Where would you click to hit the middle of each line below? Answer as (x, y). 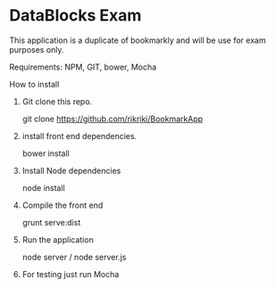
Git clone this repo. (57, 101)
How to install (34, 84)
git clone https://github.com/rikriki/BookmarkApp (112, 119)
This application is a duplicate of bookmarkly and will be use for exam (137, 40)
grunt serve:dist (51, 222)
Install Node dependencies (71, 170)
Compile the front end (62, 205)
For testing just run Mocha (71, 274)
